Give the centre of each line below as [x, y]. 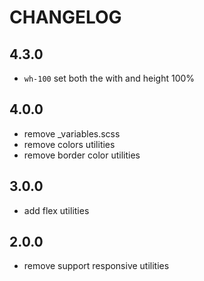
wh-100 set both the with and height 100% [109, 78]
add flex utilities [56, 210]
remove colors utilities [69, 144]
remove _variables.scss [72, 133]
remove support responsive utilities [96, 266]
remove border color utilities [82, 155]
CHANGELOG [65, 17]
